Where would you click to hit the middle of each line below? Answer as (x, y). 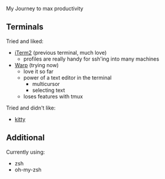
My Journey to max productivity (45, 9)
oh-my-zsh (28, 170)
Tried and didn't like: (31, 108)
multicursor (46, 84)
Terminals (25, 27)
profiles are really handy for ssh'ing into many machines (91, 59)
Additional (26, 138)
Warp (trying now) (36, 65)
